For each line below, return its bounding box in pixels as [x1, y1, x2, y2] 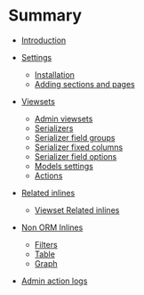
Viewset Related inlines [34, 204, 120, 215]
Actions [34, 170, 63, 181]
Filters [34, 239, 59, 250]
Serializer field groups [34, 132, 116, 143]
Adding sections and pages [34, 78, 135, 89]
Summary [8, 5, 82, 26]
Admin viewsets [34, 113, 93, 124]
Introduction [20, 35, 67, 45]
